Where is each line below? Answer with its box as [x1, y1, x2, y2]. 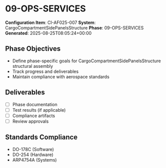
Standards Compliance [5, 133, 78, 142]
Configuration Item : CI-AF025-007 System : [5, 19, 96, 25]
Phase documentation [12, 101, 58, 107]
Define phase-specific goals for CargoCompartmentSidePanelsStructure [12, 58, 161, 64]
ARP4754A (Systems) [12, 157, 57, 163]
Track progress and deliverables [12, 68, 79, 74]
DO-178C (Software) [12, 146, 54, 152]
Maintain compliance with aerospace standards [12, 73, 110, 80]
